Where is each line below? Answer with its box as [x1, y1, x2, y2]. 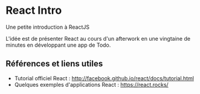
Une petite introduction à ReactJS [5, 23, 90, 31]
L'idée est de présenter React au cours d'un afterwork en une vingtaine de [5, 35, 191, 42]
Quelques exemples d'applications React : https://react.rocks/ [14, 81, 169, 88]
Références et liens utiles [5, 59, 103, 69]
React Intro [5, 4, 62, 17]
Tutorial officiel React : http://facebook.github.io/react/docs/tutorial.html [14, 74, 195, 81]
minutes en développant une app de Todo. [5, 41, 111, 48]
